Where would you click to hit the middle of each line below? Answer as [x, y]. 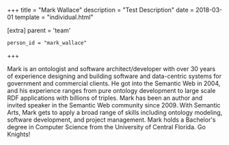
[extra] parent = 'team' [39, 30]
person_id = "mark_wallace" [47, 43]
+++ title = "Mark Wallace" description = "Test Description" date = [101, 10]
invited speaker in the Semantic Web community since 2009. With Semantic [114, 105]
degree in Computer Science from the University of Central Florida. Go [107, 127]
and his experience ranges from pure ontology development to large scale [111, 91]
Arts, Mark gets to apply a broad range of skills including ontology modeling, [115, 113]
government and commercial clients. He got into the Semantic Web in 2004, [114, 83]
